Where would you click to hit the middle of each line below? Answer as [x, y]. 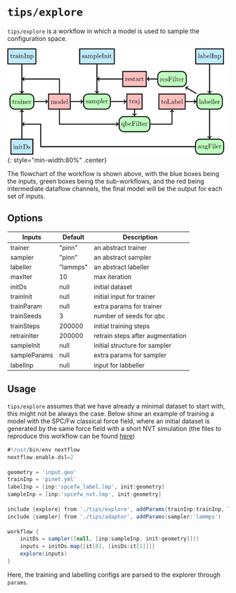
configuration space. [37, 38]
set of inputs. [26, 196]
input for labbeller [119, 365]
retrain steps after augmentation [140, 335]
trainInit [21, 296]
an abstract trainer [120, 247]
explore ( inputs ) [44, 554]
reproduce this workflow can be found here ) [71, 436]
